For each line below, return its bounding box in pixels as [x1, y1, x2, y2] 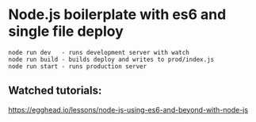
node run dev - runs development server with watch [8, 48, 190, 56]
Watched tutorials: [8, 84, 102, 97]
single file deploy [8, 22, 124, 40]
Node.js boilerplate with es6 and [8, 6, 227, 24]
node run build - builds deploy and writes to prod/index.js [8, 55, 215, 63]
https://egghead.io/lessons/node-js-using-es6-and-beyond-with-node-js [8, 105, 248, 114]
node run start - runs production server [8, 62, 147, 71]
